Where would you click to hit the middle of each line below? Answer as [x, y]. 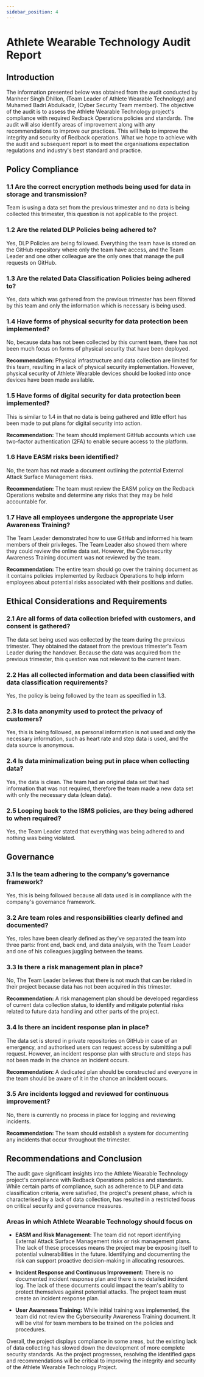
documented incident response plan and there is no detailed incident [101, 1278]
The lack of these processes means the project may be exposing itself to [106, 1247]
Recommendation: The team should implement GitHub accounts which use [101, 435]
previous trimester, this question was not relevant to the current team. [94, 659]
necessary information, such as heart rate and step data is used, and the [97, 739]
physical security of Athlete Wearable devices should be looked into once [98, 373]
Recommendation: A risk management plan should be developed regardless [103, 998]
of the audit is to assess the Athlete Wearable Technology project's [90, 111]
